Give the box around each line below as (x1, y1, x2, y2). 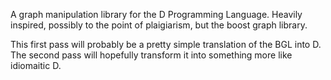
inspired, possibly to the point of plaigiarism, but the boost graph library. (10, 19, 308, 31)
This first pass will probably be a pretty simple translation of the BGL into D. (10, 39, 322, 50)
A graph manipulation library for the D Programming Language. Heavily (10, 9, 303, 20)
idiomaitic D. (10, 60, 62, 71)
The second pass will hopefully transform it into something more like (10, 49, 293, 61)
